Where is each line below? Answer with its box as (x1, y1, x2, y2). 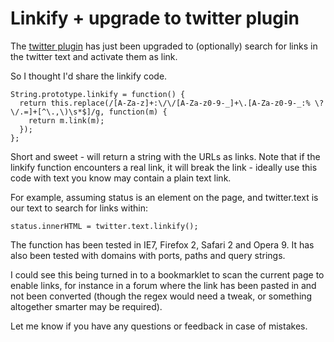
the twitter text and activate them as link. (10, 50, 178, 62)
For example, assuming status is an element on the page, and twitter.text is (10, 191, 319, 203)
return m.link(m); (28, 115, 105, 126)
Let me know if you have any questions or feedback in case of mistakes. (10, 320, 308, 332)
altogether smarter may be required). (10, 300, 163, 312)
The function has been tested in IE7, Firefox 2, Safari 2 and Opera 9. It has (10, 238, 315, 251)
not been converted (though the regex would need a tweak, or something (10, 290, 313, 302)
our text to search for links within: (10, 202, 149, 214)
